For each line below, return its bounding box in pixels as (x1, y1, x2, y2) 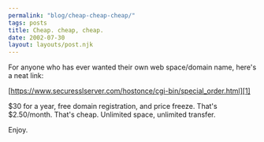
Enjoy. (8, 125, 28, 135)
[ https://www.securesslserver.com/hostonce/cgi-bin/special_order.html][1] (8, 86, 251, 95)
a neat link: (8, 71, 44, 80)
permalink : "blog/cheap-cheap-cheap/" (8, 11, 136, 20)
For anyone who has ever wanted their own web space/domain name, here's (8, 62, 257, 72)
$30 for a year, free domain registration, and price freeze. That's (8, 102, 218, 111)
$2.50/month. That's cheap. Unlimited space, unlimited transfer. (8, 110, 216, 119)
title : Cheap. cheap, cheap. (8, 26, 104, 34)
